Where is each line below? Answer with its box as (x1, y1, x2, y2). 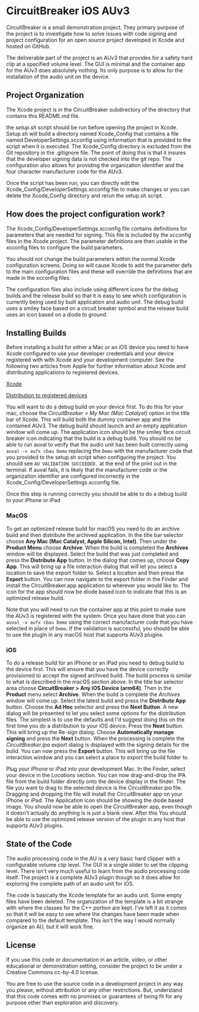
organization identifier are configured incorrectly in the (6, 473, 140, 480)
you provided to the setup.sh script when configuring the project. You (6, 454, 176, 461)
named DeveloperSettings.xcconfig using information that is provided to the (6, 136, 191, 143)
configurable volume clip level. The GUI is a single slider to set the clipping (6, 861, 188, 868)
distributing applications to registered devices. (6, 369, 120, 376)
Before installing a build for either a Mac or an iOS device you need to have (6, 344, 189, 351)
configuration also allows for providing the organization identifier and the (6, 161, 184, 168)
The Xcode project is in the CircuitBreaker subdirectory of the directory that (6, 106, 191, 113)
